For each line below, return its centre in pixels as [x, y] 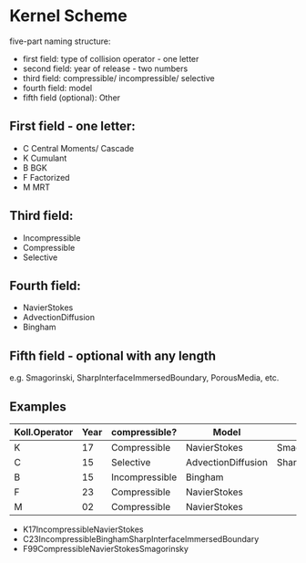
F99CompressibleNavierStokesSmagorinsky [106, 549]
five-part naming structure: [60, 41]
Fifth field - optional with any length [113, 355]
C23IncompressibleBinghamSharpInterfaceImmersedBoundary [141, 539]
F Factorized [46, 177]
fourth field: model [57, 88]
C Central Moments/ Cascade [78, 148]
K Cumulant [45, 158]
